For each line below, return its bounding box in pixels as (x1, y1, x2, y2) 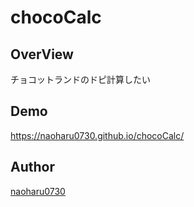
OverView (10, 46, 74, 63)
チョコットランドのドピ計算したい (10, 74, 151, 85)
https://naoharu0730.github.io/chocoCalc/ (10, 129, 185, 141)
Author (10, 159, 55, 176)
